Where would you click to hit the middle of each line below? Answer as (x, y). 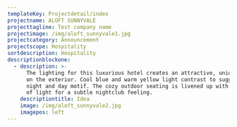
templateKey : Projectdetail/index (58, 14)
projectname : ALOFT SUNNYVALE (52, 20)
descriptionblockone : (39, 60)
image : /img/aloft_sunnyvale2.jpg (71, 106)
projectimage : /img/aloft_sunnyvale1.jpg (69, 34)
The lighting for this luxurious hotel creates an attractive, (121, 73)
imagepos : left (42, 112)
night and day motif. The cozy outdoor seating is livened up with (127, 86)
